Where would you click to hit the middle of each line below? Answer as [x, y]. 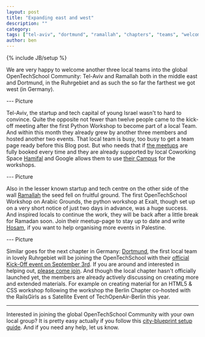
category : [19, 29]
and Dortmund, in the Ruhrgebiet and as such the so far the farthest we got [101, 83]
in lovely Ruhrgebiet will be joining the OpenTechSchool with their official [98, 258]
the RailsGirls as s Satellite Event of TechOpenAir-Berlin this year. [88, 297]
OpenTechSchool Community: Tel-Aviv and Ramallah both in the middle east [102, 76]
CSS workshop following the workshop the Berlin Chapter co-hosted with [99, 290]
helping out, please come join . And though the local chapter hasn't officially [101, 271]
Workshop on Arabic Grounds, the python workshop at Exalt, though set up [101, 202]
